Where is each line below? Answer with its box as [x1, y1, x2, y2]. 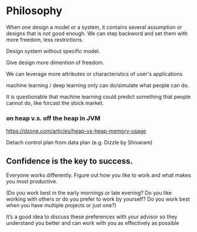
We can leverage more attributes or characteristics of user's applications [6, 70, 183, 77]
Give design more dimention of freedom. [6, 59, 105, 66]
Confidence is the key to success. [6, 156, 133, 166]
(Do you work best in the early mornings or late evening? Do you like [6, 190, 172, 197]
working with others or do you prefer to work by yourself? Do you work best [6, 195, 190, 203]
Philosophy [6, 4, 63, 18]
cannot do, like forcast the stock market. [6, 99, 104, 107]
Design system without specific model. [6, 47, 101, 54]
